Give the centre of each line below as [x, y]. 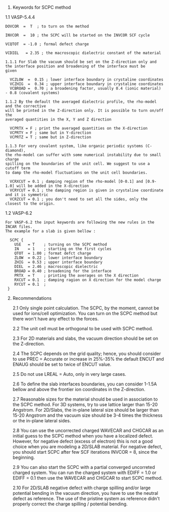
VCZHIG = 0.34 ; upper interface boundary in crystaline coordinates [87, 84]
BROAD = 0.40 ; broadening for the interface [63, 271]
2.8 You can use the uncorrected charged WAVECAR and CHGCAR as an [88, 430]
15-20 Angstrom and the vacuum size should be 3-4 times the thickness [88, 415]
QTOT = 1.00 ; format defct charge [53, 253]
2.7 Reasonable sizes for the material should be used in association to [85, 399]
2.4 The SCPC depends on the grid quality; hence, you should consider [87, 353]
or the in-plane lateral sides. [42, 421]
